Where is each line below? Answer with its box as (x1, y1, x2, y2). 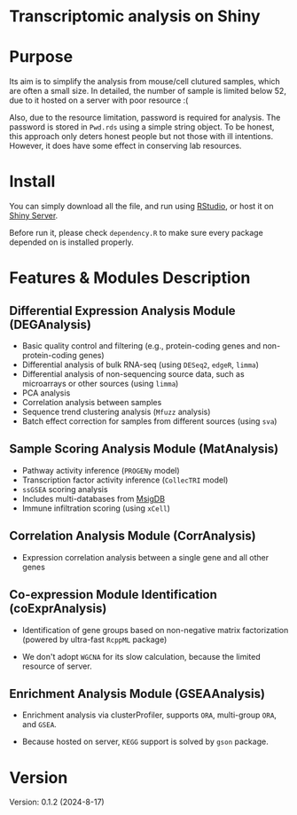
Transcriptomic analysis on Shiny (9, 6, 261, 27)
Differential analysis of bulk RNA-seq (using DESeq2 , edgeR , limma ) (21, 359, 260, 370)
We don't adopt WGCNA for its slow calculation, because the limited (21, 651, 262, 662)
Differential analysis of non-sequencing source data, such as (21, 369, 246, 380)
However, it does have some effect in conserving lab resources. (9, 140, 242, 152)
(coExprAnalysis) (9, 601, 107, 616)
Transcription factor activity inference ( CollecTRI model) (21, 474, 229, 485)
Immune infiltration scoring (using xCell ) (21, 503, 171, 513)
